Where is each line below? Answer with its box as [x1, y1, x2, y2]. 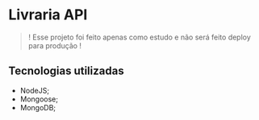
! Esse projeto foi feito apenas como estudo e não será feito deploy [27, 32, 252, 42]
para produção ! [27, 40, 82, 50]
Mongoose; [19, 94, 59, 104]
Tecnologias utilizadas [8, 64, 124, 78]
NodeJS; [19, 85, 50, 95]
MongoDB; [19, 102, 56, 112]
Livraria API [8, 6, 88, 24]
